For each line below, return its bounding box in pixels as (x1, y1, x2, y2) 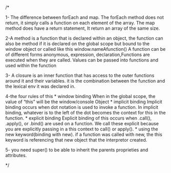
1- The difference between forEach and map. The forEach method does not (5, 14, 164, 20)
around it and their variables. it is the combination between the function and (5, 78, 165, 84)
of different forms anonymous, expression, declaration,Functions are (5, 51, 150, 57)
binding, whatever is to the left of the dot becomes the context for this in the (5, 110, 166, 116)
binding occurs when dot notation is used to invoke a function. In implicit (5, 104, 159, 110)
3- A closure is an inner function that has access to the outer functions (5, 72, 155, 79)
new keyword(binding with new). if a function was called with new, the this (5, 131, 162, 138)
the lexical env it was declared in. (5, 83, 76, 89)
